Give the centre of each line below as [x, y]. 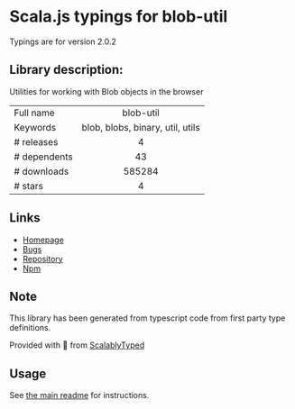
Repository [42, 259]
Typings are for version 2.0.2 [63, 41]
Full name [35, 113]
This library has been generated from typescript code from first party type [147, 318]
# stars [28, 186]
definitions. [30, 328]
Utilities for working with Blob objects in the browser [106, 91]
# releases [36, 141]
